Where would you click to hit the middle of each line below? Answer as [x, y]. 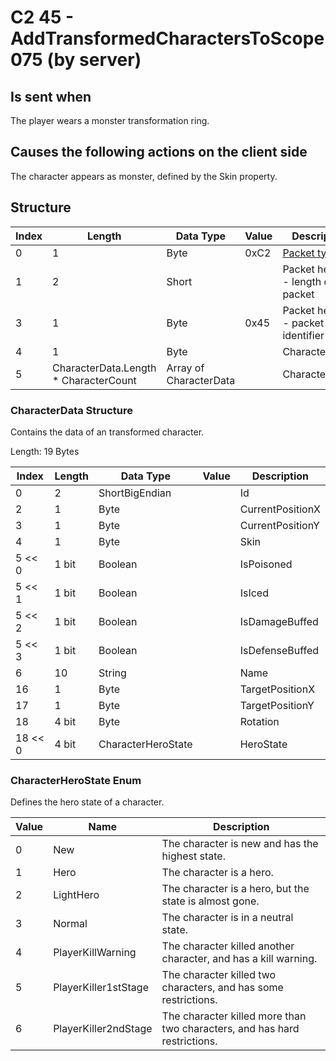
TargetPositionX [277, 689]
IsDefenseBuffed [279, 650]
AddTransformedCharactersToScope [167, 38]
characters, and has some [222, 988]
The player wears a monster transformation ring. [110, 120]
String [112, 673]
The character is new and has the [240, 844]
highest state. [193, 856]
